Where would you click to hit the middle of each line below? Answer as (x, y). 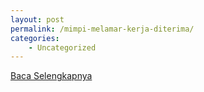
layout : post (37, 19)
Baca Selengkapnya (51, 76)
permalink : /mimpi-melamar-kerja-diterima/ (102, 29)
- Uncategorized (62, 47)
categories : (35, 38)
